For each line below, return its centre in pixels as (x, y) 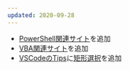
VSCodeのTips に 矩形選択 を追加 (70, 58)
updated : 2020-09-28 (41, 15)
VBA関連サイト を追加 (53, 48)
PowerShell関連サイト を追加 (64, 38)
